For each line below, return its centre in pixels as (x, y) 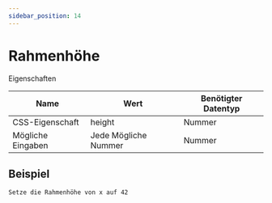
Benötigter (222, 98)
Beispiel (29, 173)
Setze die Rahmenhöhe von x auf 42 (68, 192)
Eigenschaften (32, 78)
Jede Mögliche (119, 135)
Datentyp (222, 108)
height (102, 122)
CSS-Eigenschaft (46, 122)
